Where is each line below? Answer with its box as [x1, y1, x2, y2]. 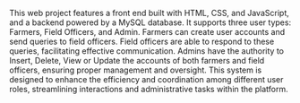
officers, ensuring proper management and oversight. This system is [9, 64, 262, 75]
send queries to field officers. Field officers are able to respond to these [9, 36, 275, 47]
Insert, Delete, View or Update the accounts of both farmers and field [9, 56, 265, 65]
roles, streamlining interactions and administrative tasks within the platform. [9, 84, 288, 94]
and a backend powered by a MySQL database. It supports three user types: [9, 17, 292, 28]
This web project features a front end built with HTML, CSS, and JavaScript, [9, 8, 289, 18]
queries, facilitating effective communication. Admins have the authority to [9, 46, 285, 56]
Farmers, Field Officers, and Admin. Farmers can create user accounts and [9, 27, 286, 37]
